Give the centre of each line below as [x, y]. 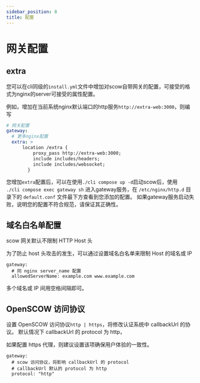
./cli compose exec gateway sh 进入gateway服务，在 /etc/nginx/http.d [95, 190]
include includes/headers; [66, 159]
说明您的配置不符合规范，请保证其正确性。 [69, 205]
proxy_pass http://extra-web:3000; [77, 153]
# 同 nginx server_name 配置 [47, 271]
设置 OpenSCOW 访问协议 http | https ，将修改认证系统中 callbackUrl [93, 324]
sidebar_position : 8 [32, 12]
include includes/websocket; [69, 164]
